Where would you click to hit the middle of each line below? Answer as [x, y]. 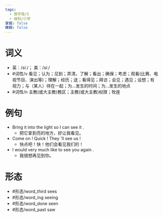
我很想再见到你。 [36, 155]
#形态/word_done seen [35, 203]
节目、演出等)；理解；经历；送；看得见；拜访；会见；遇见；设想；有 [85, 80]
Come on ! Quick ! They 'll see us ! [46, 138]
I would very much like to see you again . [53, 150]
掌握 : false [16, 23]
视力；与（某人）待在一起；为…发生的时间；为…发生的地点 [71, 86]
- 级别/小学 [20, 18]
